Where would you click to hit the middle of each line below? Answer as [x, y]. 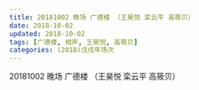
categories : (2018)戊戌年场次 [62, 50]
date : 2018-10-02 [41, 26]
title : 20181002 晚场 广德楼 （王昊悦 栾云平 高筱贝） [102, 17]
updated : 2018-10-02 [48, 34]
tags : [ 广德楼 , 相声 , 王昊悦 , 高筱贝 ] [74, 42]
